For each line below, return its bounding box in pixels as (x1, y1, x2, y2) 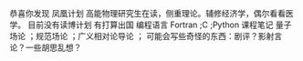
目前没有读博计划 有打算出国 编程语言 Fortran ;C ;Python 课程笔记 (26, 19, 274, 30)
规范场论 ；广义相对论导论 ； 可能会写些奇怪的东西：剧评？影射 (35, 31, 275, 41)
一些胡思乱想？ (25, 42, 82, 53)
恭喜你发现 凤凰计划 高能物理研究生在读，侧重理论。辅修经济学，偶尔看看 (9, 8, 286, 18)
